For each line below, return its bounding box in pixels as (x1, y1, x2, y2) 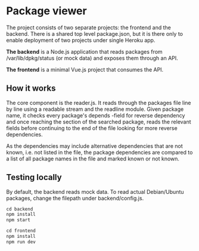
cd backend (6, 206, 33, 212)
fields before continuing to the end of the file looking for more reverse (6, 124, 178, 132)
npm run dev (6, 238, 36, 245)
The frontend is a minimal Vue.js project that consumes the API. (6, 66, 164, 73)
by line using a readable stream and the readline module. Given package (6, 106, 184, 113)
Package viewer (6, 4, 88, 18)
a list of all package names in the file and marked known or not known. (6, 155, 180, 162)
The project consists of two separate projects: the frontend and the (6, 24, 171, 31)
